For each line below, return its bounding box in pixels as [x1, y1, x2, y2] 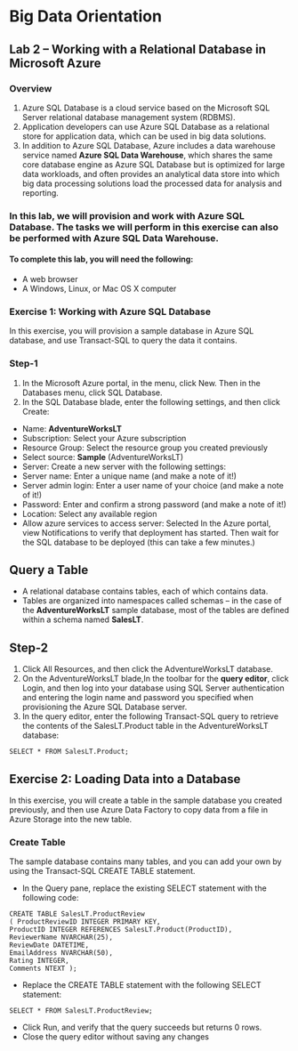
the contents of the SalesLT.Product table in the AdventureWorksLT [21, 721, 269, 732]
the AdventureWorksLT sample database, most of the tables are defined [21, 605, 290, 616]
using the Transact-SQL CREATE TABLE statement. [9, 866, 196, 877]
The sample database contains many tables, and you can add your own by [9, 856, 282, 867]
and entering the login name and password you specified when [21, 692, 254, 703]
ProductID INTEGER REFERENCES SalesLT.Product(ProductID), [9, 926, 233, 934]
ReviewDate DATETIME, [9, 941, 90, 950]
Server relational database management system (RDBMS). [21, 111, 236, 122]
